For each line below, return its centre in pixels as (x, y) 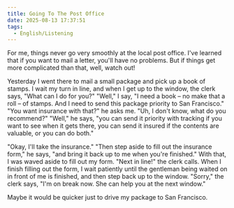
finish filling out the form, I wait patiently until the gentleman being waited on (117, 169)
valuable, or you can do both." (51, 133)
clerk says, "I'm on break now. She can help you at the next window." (107, 184)
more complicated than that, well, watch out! (71, 68)
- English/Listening (43, 33)
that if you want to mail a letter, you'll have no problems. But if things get (111, 61)
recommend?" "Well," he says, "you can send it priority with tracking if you (115, 119)
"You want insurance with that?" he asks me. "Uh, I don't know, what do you (117, 111)
